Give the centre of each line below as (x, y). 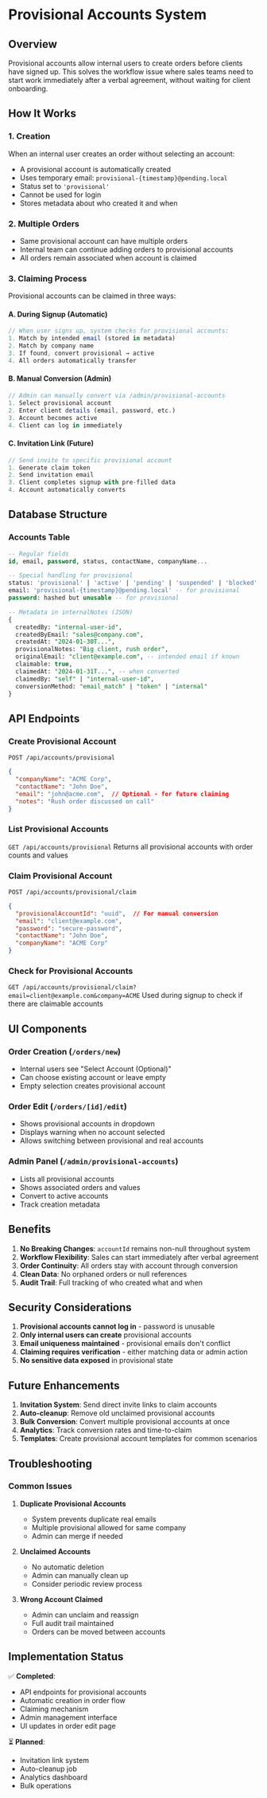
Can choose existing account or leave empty (93, 1078)
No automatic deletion (68, 1567)
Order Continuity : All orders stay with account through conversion (129, 1266)
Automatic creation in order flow (72, 1700)
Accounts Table (39, 537)
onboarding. (28, 88)
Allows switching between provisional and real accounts (112, 1140)
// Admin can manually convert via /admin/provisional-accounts (117, 396)
